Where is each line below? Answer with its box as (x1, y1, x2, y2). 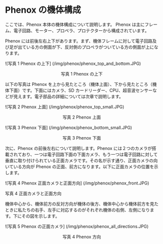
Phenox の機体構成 (5, 4, 81, 16)
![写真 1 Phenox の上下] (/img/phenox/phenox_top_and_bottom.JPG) (5, 61, 141, 66)
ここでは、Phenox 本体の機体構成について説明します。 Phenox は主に (5, 21, 145, 27)
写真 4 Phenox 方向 (62, 234, 101, 240)
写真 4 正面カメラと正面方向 (5, 190, 62, 196)
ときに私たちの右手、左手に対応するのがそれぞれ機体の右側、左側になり (5, 207, 150, 213)
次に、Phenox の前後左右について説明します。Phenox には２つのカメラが (5, 145, 152, 151)
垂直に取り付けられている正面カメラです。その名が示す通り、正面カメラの (5, 157, 154, 163)
